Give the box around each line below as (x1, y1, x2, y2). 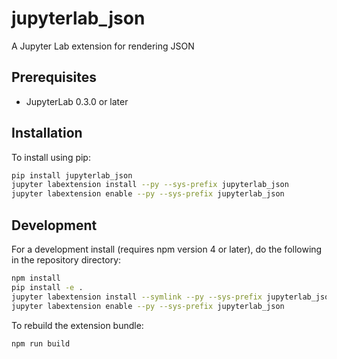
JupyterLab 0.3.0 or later (25, 95, 129, 107)
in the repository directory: (11, 254, 122, 266)
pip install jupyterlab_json (11, 170, 133, 181)
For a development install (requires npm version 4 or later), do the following (11, 243, 323, 255)
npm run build (11, 338, 71, 349)
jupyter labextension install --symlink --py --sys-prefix (11, 292, 263, 302)
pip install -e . (11, 282, 84, 292)
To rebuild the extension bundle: (11, 319, 144, 331)
